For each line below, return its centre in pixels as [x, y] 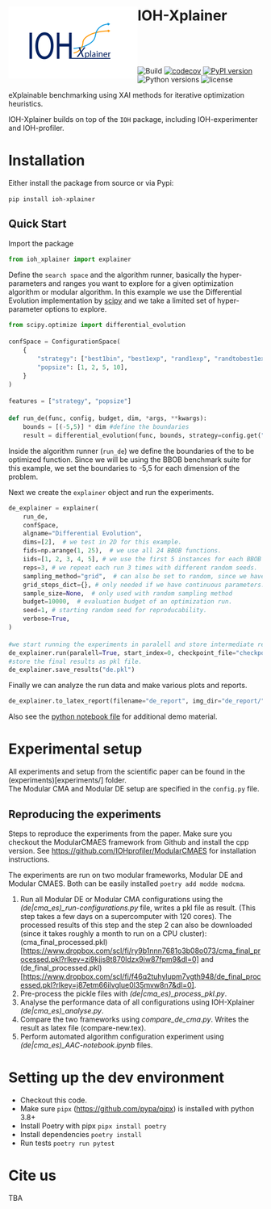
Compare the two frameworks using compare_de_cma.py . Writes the [134, 1019]
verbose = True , [46, 619]
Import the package [41, 243]
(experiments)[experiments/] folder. [67, 780]
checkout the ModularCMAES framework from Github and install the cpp [129, 842]
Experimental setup [75, 749]
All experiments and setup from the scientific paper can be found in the [127, 772]
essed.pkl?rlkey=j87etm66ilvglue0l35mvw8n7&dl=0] [107, 984]
